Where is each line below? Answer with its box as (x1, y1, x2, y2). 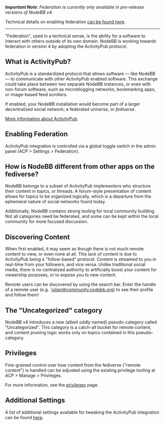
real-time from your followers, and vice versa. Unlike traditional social (5, 262, 146, 267)
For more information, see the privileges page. (5, 382, 99, 388)
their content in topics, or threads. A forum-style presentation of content (5, 188, 152, 194)
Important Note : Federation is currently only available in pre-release (5, 4, 144, 10)
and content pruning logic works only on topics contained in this (5, 330, 135, 336)
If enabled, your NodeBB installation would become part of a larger (5, 101, 140, 107)
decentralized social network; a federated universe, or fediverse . (5, 106, 136, 112)
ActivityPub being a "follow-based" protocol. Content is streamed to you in (5, 256, 157, 262)
